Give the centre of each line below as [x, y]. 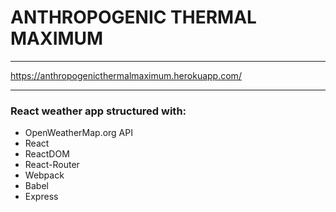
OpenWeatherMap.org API [78, 133]
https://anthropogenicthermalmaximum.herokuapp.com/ [126, 75]
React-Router [52, 165]
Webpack [44, 175]
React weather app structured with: [98, 111]
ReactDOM [47, 154]
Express [41, 197]
